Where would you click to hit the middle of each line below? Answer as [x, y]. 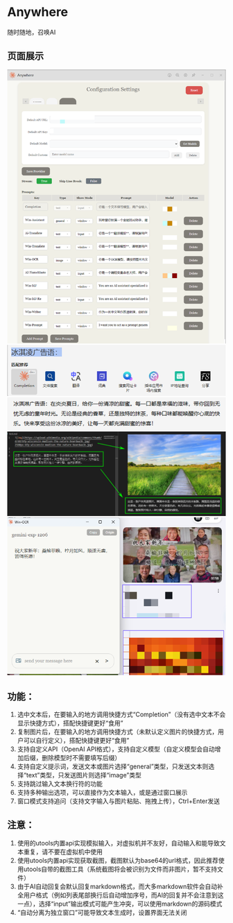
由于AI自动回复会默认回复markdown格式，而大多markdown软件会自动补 [120, 886]
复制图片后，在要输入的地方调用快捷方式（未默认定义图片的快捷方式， [118, 732]
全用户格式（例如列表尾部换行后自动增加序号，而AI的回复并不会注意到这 [120, 895]
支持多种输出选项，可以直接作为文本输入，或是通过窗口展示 [102, 792]
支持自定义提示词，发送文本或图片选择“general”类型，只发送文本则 [113, 766]
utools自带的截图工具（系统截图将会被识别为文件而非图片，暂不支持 [120, 869]
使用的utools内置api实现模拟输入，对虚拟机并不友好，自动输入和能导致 [118, 843]
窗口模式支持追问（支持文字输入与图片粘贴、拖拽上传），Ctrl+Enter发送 [119, 801]
